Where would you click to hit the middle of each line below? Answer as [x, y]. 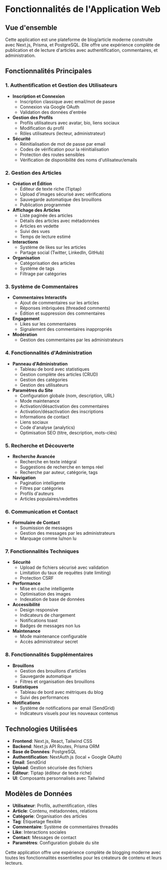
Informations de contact [44, 417]
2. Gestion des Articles [33, 173]
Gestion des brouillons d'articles [53, 671]
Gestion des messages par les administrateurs [68, 533]
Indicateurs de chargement [48, 615]
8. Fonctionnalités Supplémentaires [49, 654]
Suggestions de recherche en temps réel [62, 467]
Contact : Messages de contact [44, 838]
